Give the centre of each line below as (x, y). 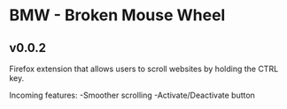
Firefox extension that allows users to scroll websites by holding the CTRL (144, 69)
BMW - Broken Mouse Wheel (117, 15)
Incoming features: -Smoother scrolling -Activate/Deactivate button (132, 95)
